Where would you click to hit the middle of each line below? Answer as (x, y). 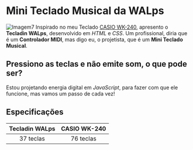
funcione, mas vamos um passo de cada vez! (61, 93)
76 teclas (83, 138)
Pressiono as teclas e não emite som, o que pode (96, 64)
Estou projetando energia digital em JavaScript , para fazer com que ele (92, 87)
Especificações (35, 112)
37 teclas (32, 138)
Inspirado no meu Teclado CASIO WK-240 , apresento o (102, 27)
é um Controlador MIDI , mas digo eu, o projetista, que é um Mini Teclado (94, 39)
